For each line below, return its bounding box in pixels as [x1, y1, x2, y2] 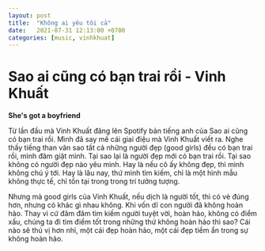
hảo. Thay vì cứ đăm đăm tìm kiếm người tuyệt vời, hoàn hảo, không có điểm [8, 209, 257, 219]
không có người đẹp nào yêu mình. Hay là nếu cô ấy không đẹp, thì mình [8, 160, 244, 169]
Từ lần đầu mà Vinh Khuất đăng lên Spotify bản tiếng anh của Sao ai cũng [8, 126, 248, 135]
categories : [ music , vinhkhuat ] [8, 33, 115, 42]
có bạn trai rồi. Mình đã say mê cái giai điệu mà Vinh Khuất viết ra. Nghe [8, 135, 244, 144]
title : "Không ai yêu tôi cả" [8, 19, 112, 27]
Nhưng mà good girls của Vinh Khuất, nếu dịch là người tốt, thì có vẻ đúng [8, 192, 249, 202]
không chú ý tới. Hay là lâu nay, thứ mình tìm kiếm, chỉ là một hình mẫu [8, 168, 238, 178]
